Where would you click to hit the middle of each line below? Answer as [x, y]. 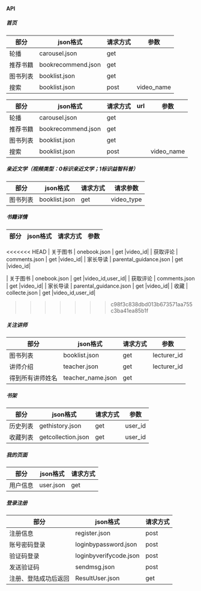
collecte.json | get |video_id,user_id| [51, 292]
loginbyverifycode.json [107, 556]
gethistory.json [60, 426]
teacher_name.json [90, 378]
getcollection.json [64, 437]
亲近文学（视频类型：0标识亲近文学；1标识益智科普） [72, 169]
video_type [126, 199]
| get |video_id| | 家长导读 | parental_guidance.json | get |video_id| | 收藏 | [97, 286]
